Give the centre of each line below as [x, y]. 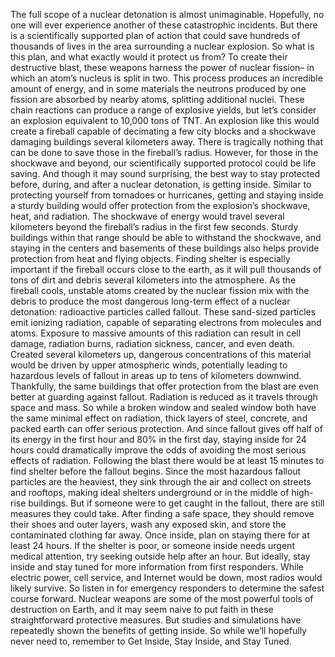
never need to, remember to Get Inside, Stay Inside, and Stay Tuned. [151, 641]
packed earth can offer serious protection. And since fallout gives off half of [166, 428]
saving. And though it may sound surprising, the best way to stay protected [165, 173]
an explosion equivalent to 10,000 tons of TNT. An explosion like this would [165, 120]
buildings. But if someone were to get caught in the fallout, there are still [176, 503]
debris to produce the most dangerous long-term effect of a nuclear [150, 301]
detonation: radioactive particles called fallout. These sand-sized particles [163, 312]
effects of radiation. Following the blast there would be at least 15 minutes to [167, 460]
